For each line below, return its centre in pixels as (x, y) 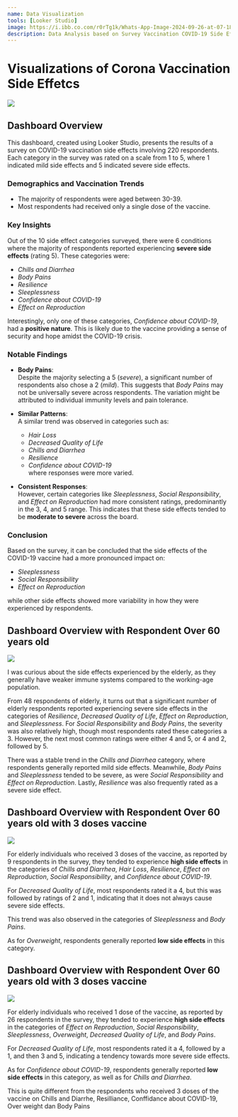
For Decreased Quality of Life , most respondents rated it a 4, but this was (114, 890)
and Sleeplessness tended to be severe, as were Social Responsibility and (115, 775)
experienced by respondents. (50, 609)
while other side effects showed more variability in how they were (103, 601)
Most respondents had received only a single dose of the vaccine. (114, 207)
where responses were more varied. (81, 472)
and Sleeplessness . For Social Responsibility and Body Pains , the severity (115, 724)
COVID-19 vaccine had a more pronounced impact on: (86, 558)
